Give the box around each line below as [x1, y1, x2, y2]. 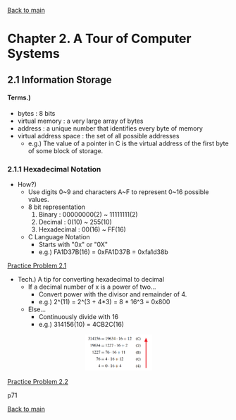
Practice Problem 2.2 [7, 378, 68, 386]
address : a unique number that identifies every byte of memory [17, 124, 203, 133]
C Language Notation [27, 233, 90, 241]
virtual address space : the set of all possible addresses [17, 131, 180, 140]
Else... [27, 305, 46, 313]
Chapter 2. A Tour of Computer [7, 31, 192, 47]
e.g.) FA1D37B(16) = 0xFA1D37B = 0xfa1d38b [38, 248, 169, 256]
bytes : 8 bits [17, 109, 56, 117]
